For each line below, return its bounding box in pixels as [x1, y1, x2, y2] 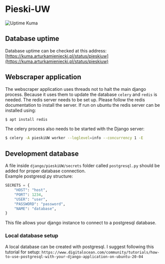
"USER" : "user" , [14, 197, 48, 202]
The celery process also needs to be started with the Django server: [5, 126, 145, 132]
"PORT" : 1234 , [14, 192, 43, 197]
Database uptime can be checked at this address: [5, 47, 107, 53]
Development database [5, 149, 79, 158]
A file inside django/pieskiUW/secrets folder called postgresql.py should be [5, 163, 160, 169]
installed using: [5, 107, 36, 113]
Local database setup [5, 232, 59, 239]
